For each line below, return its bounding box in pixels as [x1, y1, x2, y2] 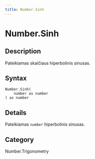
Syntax [5, 74, 27, 82]
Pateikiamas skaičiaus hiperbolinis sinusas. [5, 60, 91, 66]
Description [5, 47, 41, 56]
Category [5, 135, 34, 143]
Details [5, 109, 27, 117]
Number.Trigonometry [5, 148, 49, 154]
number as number [14, 91, 49, 96]
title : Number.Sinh [5, 7, 44, 12]
